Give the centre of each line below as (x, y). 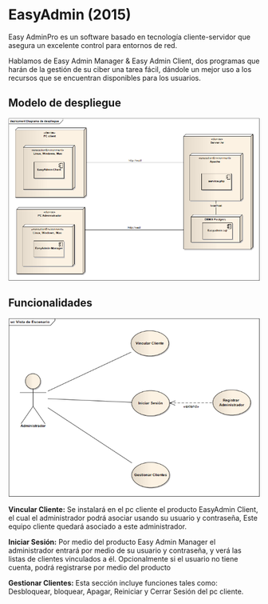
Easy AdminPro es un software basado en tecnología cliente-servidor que (130, 37)
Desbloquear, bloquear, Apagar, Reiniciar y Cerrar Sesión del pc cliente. (126, 592)
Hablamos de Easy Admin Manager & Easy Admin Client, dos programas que (134, 61)
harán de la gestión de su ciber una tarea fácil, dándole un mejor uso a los (130, 69)
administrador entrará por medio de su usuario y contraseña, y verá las (125, 550)
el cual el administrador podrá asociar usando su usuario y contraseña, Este (133, 518)
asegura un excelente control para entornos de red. (93, 45)
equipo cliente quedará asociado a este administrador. (98, 526)
